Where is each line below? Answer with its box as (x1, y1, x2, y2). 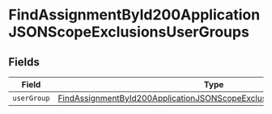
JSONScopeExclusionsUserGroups (8, 23, 249, 41)
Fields (8, 55, 40, 69)
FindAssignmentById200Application (8, 6, 261, 24)
